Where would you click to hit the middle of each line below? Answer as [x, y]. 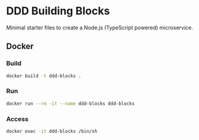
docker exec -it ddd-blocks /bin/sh [52, 131]
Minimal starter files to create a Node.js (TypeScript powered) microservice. [99, 28]
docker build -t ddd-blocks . [44, 76]
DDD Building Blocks [58, 11]
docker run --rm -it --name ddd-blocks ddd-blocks [71, 104]
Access [17, 119]
